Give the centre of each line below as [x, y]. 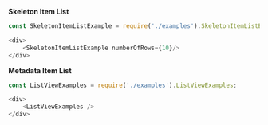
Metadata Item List [40, 70]
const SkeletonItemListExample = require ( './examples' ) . [105, 26]
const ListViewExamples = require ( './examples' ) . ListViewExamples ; [123, 85]
